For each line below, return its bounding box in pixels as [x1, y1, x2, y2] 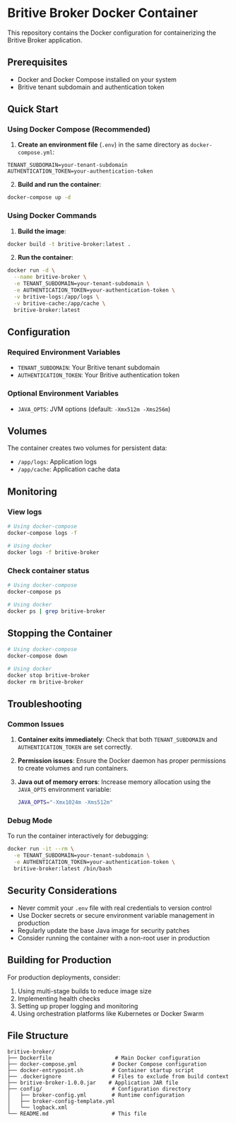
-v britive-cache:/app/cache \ [13, 299, 106, 307]
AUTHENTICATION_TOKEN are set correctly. [17, 743, 133, 751]
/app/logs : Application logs [17, 458, 98, 466]
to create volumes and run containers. [17, 764, 129, 773]
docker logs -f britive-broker [7, 548, 100, 556]
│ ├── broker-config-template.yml [7, 1098, 115, 1105]
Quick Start [7, 103, 59, 115]
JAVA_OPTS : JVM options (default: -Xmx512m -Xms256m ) [17, 405, 171, 413]
